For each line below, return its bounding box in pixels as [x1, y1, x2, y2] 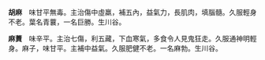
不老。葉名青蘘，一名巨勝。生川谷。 [8, 17, 126, 26]
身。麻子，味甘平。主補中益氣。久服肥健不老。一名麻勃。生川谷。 [8, 44, 222, 53]
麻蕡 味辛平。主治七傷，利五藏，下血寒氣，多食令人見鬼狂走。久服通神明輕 [8, 34, 257, 43]
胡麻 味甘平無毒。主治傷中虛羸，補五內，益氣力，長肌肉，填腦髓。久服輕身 [8, 8, 257, 16]
